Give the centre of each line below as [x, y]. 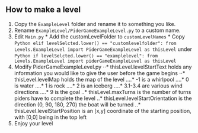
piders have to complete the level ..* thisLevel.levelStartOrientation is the [103, 98]
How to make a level [43, 10]
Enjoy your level [33, 123]
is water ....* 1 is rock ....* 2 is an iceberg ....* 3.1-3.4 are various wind [98, 86]
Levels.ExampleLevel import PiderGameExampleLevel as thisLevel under [103, 49]
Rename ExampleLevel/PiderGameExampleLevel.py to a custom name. [97, 30]
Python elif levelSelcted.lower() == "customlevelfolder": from [95, 43]
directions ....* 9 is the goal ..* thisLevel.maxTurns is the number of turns [103, 92]
